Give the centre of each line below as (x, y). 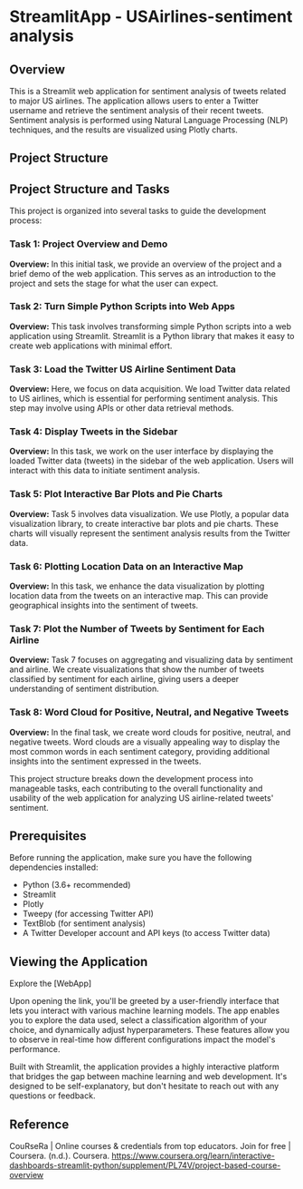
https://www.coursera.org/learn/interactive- (194, 1156)
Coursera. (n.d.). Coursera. (60, 1156)
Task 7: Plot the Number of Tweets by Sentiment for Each (137, 629)
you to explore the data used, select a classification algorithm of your (138, 1020)
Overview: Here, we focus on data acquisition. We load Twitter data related (150, 389)
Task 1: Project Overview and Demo (89, 244)
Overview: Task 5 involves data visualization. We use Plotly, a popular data (149, 513)
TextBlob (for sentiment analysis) (84, 923)
